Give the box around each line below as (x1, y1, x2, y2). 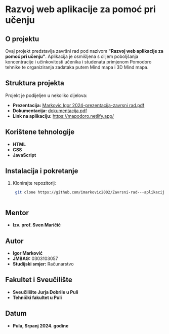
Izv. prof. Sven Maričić (12, 222, 61, 228)
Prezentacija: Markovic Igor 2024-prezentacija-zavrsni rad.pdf (12, 102, 145, 108)
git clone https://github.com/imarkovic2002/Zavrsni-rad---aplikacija (15, 190, 167, 195)
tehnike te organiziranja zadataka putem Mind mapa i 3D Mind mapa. (5, 64, 149, 70)
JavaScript (12, 152, 36, 158)
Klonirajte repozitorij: (12, 180, 56, 186)
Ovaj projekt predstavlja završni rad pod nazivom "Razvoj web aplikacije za (5, 48, 163, 54)
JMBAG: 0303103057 (12, 255, 58, 261)
